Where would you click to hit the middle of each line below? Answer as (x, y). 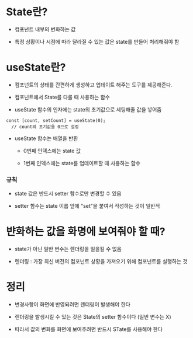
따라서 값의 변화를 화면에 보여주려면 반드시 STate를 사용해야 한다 (88, 329)
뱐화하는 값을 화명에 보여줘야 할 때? (86, 232)
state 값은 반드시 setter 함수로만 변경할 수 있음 (68, 194)
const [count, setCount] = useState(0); (56, 120)
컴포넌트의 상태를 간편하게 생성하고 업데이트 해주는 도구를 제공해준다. (93, 85)
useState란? (36, 67)
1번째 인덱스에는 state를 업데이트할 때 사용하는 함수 (82, 163)
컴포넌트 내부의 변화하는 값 (45, 29)
